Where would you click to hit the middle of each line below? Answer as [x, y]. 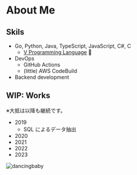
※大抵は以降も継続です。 [36, 110]
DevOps [24, 58]
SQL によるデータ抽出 [50, 129]
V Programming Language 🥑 [58, 52]
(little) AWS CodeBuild [50, 71]
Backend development [42, 77]
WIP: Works [28, 95]
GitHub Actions [42, 65]
